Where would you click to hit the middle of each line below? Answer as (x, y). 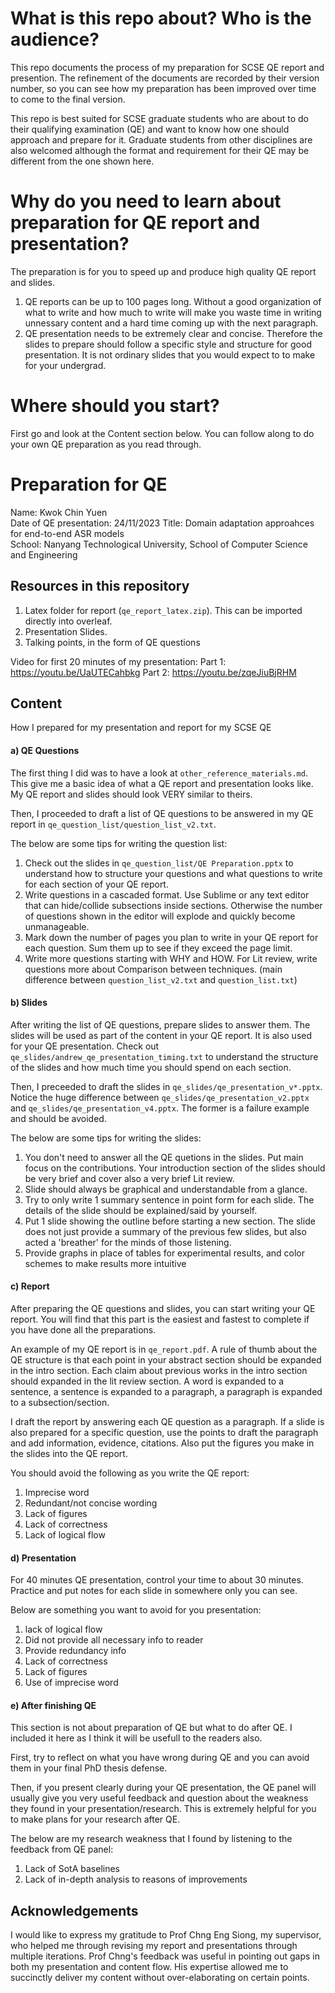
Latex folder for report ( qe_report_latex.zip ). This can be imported (163, 610)
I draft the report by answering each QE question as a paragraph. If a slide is (167, 1421)
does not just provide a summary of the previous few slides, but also (165, 1231)
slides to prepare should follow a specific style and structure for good (168, 344)
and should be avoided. (58, 1118)
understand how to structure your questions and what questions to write (173, 873)
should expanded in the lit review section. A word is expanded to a (147, 1381)
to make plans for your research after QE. (95, 1819)
